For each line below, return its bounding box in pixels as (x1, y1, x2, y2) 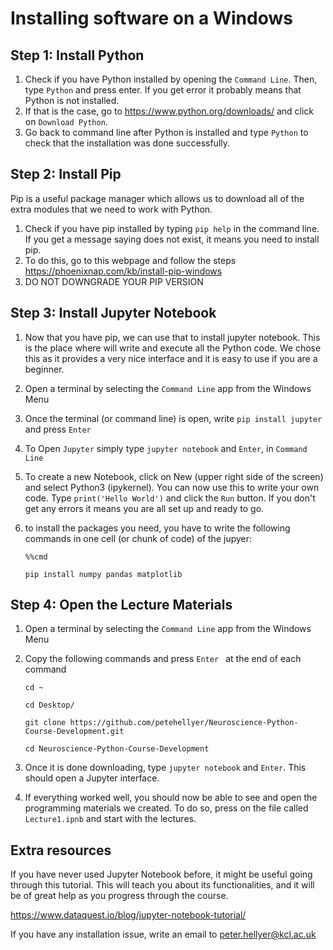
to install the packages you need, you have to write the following (24, 522, 291, 534)
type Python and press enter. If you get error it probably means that (24, 84, 302, 96)
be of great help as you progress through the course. (10, 890, 229, 902)
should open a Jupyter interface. (24, 772, 160, 784)
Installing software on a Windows (10, 7, 293, 30)
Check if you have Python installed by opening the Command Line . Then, (24, 73, 318, 85)
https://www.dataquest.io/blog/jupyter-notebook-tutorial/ (10, 909, 247, 921)
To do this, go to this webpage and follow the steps (24, 254, 237, 266)
